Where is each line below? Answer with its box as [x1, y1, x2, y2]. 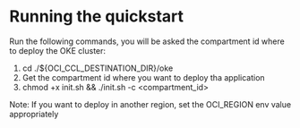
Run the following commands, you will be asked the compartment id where [9, 36, 285, 47]
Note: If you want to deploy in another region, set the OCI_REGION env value [9, 98, 292, 109]
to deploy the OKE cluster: [9, 45, 106, 55]
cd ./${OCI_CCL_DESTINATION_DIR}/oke [21, 63, 174, 73]
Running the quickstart [9, 6, 184, 27]
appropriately [9, 108, 59, 119]
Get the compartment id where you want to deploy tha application [21, 72, 266, 82]
